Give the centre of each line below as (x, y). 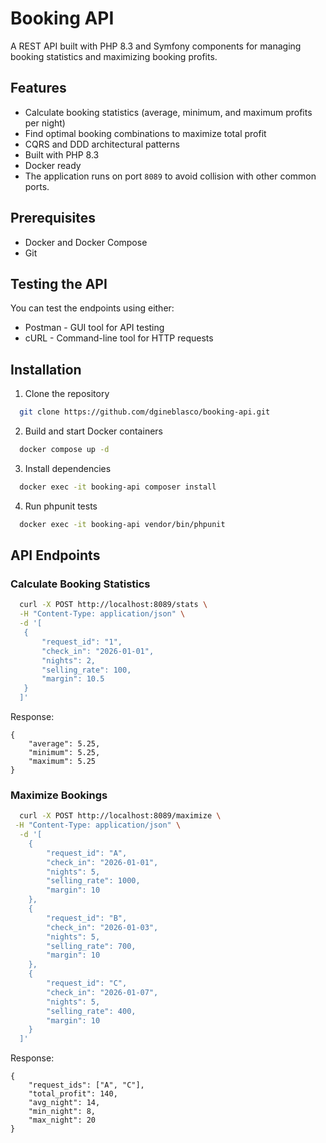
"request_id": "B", (87, 918)
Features (38, 88)
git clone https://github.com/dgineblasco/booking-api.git (145, 412)
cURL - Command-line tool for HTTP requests (119, 338)
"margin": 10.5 (73, 679)
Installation (46, 369)
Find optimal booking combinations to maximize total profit (145, 133)
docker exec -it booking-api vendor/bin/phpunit (122, 524)
